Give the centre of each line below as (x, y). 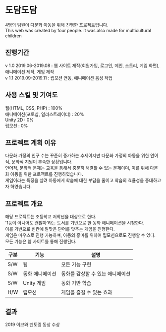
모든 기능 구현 (76, 265)
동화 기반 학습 (76, 283)
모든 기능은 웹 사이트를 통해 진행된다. (41, 242)
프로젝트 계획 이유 (31, 143)
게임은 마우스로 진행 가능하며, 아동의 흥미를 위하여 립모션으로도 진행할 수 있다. (81, 235)
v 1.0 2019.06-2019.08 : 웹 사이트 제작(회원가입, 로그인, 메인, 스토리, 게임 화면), (83, 66)
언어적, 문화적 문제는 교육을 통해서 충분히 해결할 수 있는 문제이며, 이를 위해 (77, 168)
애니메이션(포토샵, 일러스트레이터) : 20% (45, 114)
